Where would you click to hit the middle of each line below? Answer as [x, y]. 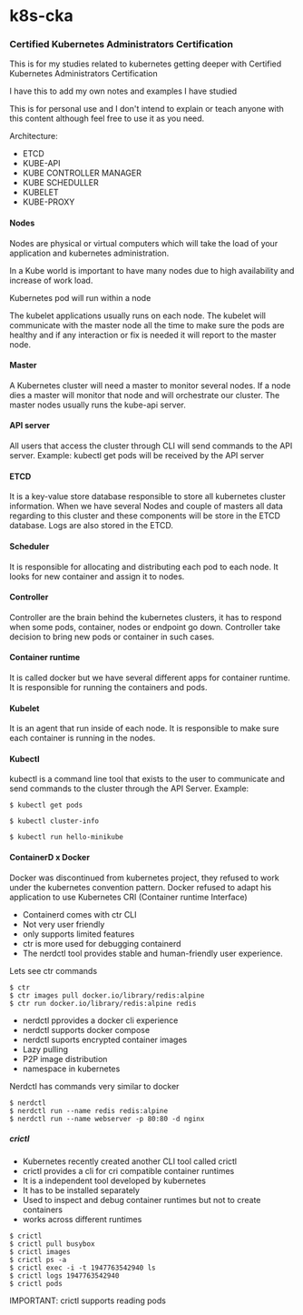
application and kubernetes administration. [89, 253]
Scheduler [29, 546]
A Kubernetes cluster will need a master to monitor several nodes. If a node [150, 385]
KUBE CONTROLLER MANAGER [82, 173]
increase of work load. [51, 280]
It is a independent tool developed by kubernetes [114, 1181]
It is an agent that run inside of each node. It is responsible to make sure [144, 728]
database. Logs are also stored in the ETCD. [92, 526]
